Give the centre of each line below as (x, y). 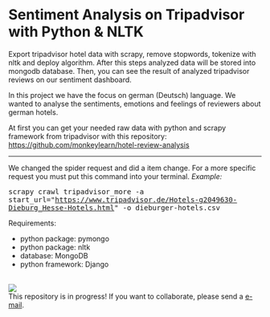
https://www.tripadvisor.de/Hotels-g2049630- (146, 199)
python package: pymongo (65, 238)
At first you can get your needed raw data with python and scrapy (117, 128)
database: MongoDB (54, 255)
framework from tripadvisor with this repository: (88, 136)
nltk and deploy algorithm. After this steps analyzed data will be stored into (132, 63)
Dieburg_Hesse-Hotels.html (61, 207)
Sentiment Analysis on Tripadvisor (127, 15)
